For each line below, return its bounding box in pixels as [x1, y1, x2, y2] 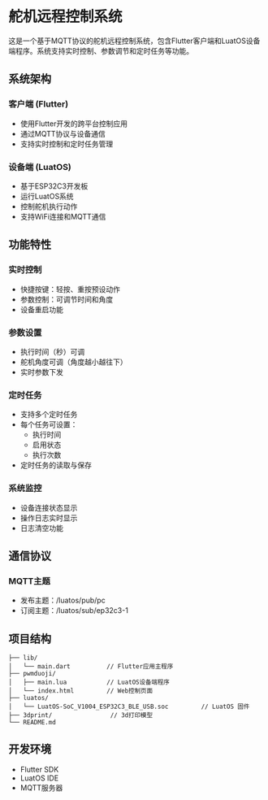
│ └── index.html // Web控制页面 [8, 687, 153, 695]
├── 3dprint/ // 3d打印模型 [8, 711, 153, 720]
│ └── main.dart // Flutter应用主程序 [8, 663, 174, 671]
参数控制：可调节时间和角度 [19, 294, 114, 304]
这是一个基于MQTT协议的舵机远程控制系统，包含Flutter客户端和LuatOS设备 [8, 36, 261, 46]
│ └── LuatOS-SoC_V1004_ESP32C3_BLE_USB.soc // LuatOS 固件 [8, 702, 250, 711]
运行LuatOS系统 [19, 191, 75, 201]
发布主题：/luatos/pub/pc [19, 595, 106, 606]
